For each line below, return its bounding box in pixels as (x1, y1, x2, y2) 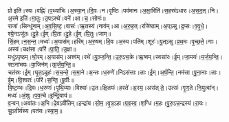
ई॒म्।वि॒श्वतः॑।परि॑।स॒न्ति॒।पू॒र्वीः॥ (8, 76, 74, 84)
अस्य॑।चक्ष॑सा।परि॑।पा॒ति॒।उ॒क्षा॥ (8, 45, 76, 53)
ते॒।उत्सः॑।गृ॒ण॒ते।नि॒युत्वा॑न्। (160, 84, 219, 92)
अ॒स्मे (8, 14, 19, 22)
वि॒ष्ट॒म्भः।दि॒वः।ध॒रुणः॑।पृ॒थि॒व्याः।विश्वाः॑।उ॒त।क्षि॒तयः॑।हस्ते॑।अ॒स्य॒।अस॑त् (8, 84, 159, 92)
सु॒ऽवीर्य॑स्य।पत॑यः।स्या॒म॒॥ (8, 107, 63, 114)
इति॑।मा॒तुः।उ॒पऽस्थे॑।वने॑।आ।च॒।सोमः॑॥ (20, 14, 106, 22)
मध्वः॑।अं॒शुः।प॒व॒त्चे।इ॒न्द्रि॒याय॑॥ (8, 91, 72, 99)
